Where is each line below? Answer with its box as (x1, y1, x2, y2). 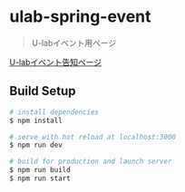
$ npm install (9, 116, 63, 125)
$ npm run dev (9, 140, 63, 150)
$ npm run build (9, 166, 71, 175)
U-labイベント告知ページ (9, 56, 102, 67)
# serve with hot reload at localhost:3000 (9, 132, 177, 141)
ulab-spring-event (9, 6, 151, 27)
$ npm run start (9, 174, 71, 183)
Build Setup (9, 83, 76, 99)
